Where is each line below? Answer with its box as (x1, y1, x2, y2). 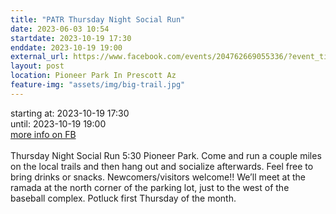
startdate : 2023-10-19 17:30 (10, 33, 132, 43)
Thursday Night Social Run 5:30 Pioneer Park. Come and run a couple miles (10, 149, 322, 161)
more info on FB (10, 128, 77, 140)
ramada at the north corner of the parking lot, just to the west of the (10, 181, 290, 193)
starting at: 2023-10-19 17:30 (10, 107, 130, 119)
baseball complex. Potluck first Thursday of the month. (10, 192, 237, 204)
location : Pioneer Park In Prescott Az (10, 71, 177, 81)
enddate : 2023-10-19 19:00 (10, 42, 123, 53)
